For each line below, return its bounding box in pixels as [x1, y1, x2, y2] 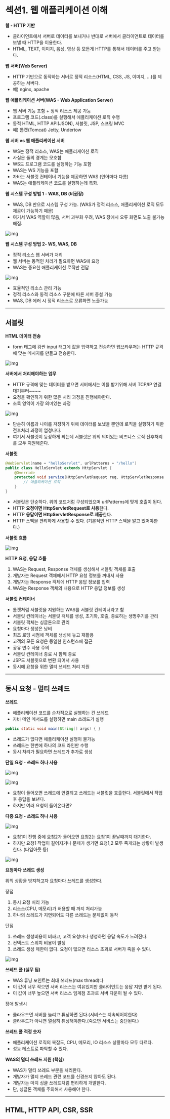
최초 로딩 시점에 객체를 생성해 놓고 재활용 [12, 632, 94, 638]
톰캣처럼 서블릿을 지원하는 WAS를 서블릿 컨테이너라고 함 [12, 606, 124, 612]
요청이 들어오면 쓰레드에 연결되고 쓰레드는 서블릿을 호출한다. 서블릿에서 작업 [12, 790, 163, 796]
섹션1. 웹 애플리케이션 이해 [5, 5, 108, 16]
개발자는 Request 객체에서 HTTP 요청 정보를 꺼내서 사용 [12, 572, 124, 578]
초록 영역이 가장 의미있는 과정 [12, 400, 71, 406]
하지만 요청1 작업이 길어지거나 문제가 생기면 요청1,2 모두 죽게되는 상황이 [12, 840, 154, 846]
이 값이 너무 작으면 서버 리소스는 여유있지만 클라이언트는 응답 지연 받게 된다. [12, 983, 163, 989]
